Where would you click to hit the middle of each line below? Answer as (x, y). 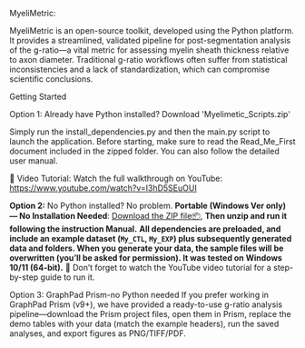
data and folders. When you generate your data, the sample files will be (147, 248)
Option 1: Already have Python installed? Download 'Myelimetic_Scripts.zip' (150, 114)
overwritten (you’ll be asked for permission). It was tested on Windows (146, 258)
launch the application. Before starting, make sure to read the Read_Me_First (152, 141)
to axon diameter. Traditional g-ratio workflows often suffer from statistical (148, 60)
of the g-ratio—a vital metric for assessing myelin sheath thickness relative (149, 50)
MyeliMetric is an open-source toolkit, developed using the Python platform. (152, 30)
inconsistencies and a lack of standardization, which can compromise (140, 69)
